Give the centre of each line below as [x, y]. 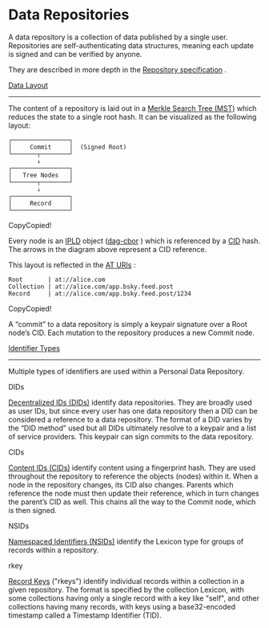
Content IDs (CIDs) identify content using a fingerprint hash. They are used [132, 467]
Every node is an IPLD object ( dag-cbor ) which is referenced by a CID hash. [134, 241]
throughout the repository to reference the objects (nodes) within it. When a [133, 476]
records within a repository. [54, 550]
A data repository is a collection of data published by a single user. [118, 37]
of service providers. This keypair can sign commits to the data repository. [131, 436]
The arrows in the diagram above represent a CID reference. [108, 249]
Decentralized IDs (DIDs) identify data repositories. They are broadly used [130, 402]
